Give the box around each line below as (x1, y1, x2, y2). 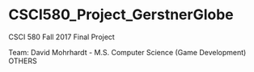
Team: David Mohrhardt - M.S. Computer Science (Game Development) (8, 47, 247, 57)
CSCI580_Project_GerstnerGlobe (8, 6, 235, 24)
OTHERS (8, 56, 38, 66)
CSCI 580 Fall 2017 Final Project (8, 32, 115, 42)
